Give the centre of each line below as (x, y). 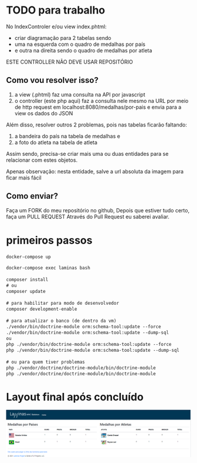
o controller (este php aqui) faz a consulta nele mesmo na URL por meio (101, 101)
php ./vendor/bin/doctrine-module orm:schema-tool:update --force (89, 344)
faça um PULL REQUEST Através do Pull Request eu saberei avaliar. (88, 216)
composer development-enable (42, 309)
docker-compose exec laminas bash (48, 268)
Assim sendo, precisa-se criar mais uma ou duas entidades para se (87, 154)
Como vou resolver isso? (52, 80)
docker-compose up (28, 257)
